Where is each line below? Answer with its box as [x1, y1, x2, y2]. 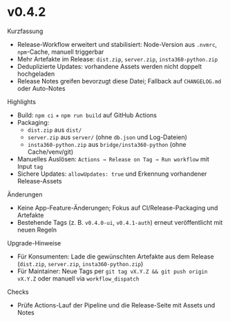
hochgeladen [17, 70, 55, 78]
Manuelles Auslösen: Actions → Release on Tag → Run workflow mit [17, 154, 209, 163]
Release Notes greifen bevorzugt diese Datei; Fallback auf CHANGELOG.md [17, 77, 222, 85]
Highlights [7, 97, 37, 105]
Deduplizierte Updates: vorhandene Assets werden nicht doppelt [17, 62, 202, 70]
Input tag [17, 162, 44, 170]
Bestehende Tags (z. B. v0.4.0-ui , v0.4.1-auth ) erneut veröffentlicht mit [17, 218, 223, 226]
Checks [7, 288, 29, 296]
